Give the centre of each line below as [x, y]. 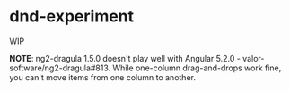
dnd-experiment [72, 17]
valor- [253, 58]
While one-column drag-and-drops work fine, [197, 68]
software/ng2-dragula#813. [60, 68]
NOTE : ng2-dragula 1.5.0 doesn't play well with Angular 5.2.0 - [125, 58]
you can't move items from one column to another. [102, 77]
